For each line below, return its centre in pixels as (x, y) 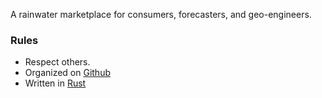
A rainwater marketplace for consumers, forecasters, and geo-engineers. (161, 14)
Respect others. (57, 62)
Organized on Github (67, 73)
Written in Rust (55, 83)
